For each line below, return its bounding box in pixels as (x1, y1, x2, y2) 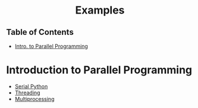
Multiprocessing (14, 95, 55, 102)
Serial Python (14, 83, 48, 90)
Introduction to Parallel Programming (6, 63, 193, 77)
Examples (75, 4, 125, 17)
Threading (14, 89, 40, 96)
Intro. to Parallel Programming (14, 42, 88, 50)
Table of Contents (6, 27, 74, 37)
